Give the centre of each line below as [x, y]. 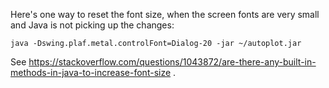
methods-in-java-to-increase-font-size [91, 72]
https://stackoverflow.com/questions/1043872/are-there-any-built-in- [172, 62]
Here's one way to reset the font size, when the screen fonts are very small [165, 14]
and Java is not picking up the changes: [92, 25]
